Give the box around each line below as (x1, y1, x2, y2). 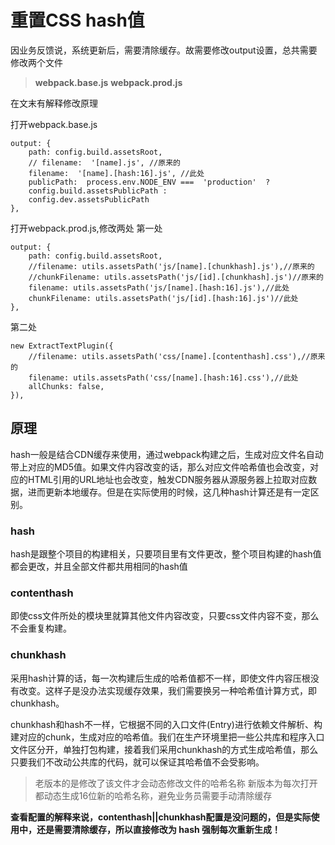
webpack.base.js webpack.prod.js (34, 76, 183, 88)
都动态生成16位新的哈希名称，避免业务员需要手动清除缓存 (34, 789, 273, 801)
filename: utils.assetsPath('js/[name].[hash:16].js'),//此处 (28, 282, 290, 293)
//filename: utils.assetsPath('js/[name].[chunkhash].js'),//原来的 (28, 261, 315, 271)
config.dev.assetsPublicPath (28, 194, 150, 205)
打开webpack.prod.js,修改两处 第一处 (10, 222, 163, 234)
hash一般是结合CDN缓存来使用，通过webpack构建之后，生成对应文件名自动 (10, 448, 324, 460)
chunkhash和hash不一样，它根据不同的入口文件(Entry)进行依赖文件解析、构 (10, 718, 323, 730)
